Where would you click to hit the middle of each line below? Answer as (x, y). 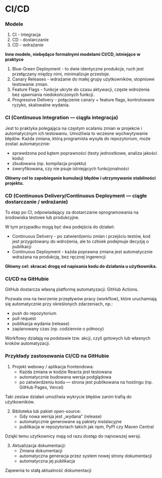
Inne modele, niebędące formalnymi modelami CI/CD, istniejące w (73, 54)
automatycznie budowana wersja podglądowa (65, 377)
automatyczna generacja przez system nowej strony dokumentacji (85, 456)
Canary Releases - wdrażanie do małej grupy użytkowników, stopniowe (83, 79)
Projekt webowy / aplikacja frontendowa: (53, 366)
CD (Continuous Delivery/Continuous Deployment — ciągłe (76, 196)
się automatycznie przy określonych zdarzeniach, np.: (59, 304)
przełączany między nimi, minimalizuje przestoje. (61, 74)
